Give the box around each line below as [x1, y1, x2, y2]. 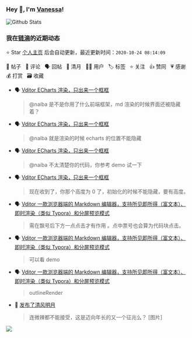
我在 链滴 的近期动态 [6, 35, 60, 43]
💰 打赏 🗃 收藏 [6, 72, 44, 79]
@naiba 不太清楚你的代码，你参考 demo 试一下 [29, 161, 142, 168]
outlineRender [29, 289, 63, 296]
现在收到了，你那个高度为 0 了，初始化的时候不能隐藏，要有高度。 [29, 188, 189, 195]
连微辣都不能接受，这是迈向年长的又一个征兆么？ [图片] [29, 313, 162, 320]
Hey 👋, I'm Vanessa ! [6, 5, 64, 13]
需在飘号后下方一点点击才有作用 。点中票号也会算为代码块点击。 [29, 222, 184, 229]
